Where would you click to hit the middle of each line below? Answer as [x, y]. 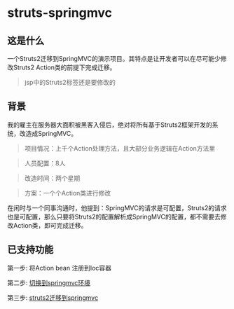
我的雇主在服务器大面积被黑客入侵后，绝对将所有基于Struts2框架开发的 [110, 125]
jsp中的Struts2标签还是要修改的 [70, 82]
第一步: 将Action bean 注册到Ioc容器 [60, 268]
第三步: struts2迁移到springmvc [53, 297]
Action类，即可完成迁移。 [50, 225]
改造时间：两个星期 [52, 178]
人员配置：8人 [45, 163]
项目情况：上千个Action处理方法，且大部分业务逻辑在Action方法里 [120, 148]
